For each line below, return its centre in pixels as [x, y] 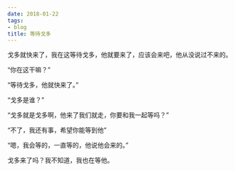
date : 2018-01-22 [33, 14]
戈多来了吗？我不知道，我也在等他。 [61, 160]
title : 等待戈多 [29, 34]
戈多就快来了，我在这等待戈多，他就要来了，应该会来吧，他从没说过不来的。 [120, 55]
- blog [17, 27]
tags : [15, 21]
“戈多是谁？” [26, 100]
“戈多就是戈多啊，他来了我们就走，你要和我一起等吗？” [88, 115]
